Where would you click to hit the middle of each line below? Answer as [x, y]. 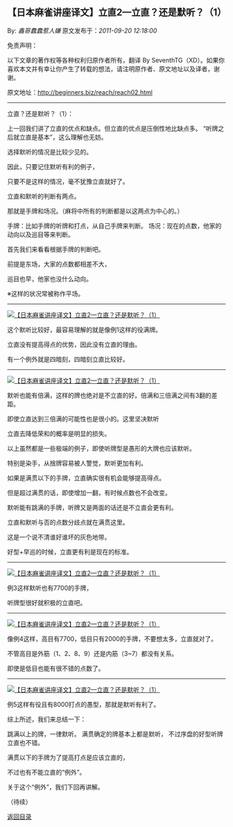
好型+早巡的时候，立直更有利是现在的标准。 [70, 552]
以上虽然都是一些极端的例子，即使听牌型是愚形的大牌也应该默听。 [101, 448]
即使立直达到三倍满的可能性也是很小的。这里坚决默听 [83, 419]
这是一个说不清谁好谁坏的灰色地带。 [59, 537]
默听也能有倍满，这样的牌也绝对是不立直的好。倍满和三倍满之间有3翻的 [109, 395]
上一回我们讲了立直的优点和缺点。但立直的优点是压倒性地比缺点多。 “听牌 [113, 128]
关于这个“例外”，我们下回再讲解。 [55, 787]
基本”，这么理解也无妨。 [72, 137]
